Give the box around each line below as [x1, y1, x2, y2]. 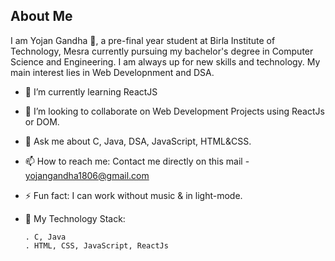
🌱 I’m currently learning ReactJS [24, 85, 158, 98]
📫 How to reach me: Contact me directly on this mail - [24, 155, 250, 167]
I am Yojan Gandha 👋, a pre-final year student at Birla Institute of [10, 34, 276, 46]
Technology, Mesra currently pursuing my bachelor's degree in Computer [10, 45, 314, 57]
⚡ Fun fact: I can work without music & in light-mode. [24, 189, 243, 201]
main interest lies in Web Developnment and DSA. [10, 66, 215, 78]
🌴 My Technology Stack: [24, 212, 126, 224]
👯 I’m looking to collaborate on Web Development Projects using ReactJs [24, 105, 325, 117]
